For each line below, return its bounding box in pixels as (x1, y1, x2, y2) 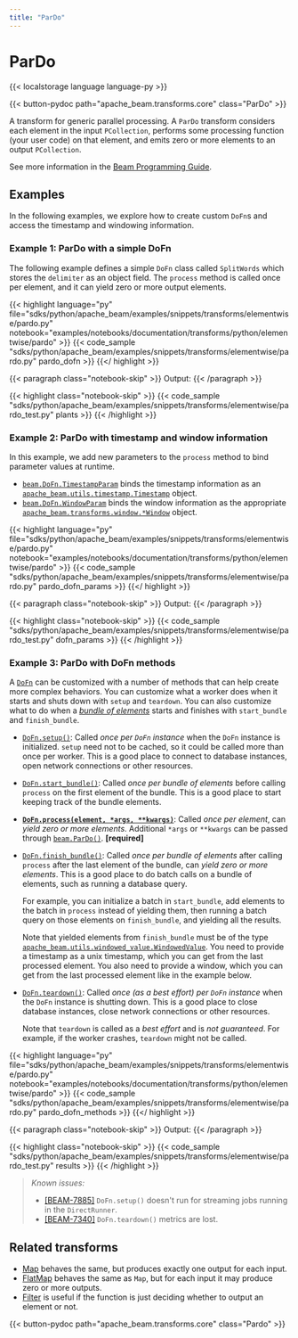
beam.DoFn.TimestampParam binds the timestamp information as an (21, 478, 262, 488)
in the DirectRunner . (44, 1204, 118, 1215)
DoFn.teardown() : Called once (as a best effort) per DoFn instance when (21, 987, 283, 998)
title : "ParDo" (9, 12, 66, 22)
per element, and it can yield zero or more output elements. (9, 282, 227, 292)
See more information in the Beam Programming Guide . (9, 161, 212, 172)
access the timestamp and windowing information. (9, 220, 194, 231)
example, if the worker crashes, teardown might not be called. (21, 1033, 247, 1044)
